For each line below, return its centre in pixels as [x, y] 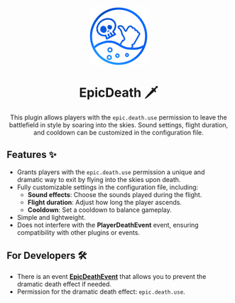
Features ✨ [32, 155]
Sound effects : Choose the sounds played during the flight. [115, 194]
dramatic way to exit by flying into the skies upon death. [99, 179]
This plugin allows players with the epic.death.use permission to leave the [119, 117]
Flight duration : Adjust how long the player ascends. [105, 202]
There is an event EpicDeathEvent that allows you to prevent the [111, 276]
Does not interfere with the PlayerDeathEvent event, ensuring [108, 225]
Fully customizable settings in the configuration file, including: [108, 187]
